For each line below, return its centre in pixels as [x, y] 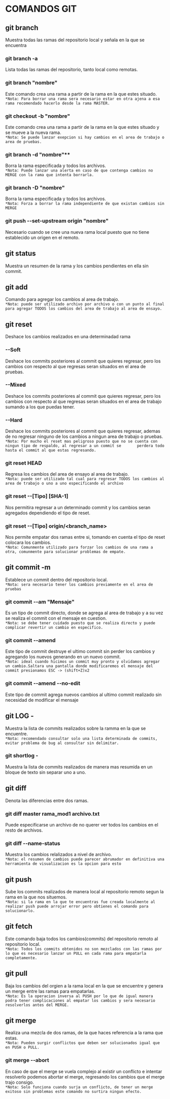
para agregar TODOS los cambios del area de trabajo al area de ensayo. [84, 309]
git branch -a [22, 58]
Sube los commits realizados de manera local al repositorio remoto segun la [84, 892]
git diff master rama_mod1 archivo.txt [53, 814]
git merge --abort [27, 1060]
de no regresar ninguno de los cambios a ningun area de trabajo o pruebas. [84, 436]
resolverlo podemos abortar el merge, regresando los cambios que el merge [85, 1077]
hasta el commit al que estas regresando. [51, 450]
